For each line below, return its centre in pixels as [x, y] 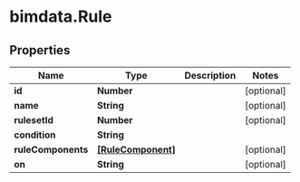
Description [210, 76]
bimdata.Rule [61, 17]
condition [35, 135]
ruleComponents [51, 149]
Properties [40, 50]
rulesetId [34, 120]
